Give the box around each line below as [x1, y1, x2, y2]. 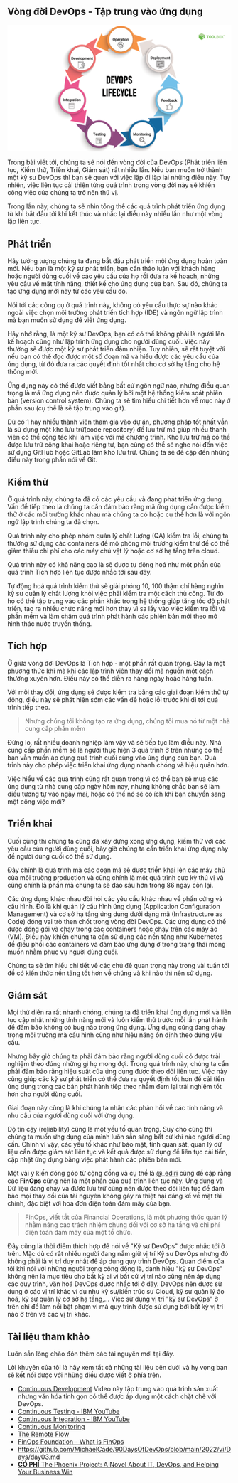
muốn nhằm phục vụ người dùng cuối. [7, 947, 119, 956]
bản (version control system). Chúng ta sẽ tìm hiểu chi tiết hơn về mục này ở [7, 396, 231, 405]
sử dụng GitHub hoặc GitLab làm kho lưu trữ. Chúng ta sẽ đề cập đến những [7, 448, 230, 457]
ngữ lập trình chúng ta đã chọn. [7, 517, 99, 526]
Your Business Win [17, 1468, 73, 1477]
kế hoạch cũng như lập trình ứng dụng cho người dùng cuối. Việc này [7, 337, 210, 346]
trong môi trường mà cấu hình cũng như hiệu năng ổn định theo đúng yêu [7, 1031, 222, 1039]
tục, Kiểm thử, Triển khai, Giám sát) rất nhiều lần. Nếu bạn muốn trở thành [7, 166, 223, 174]
